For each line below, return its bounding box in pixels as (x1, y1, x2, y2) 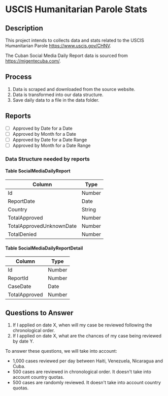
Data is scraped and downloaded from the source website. (12, 86, 136, 92)
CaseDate (8, 283, 31, 290)
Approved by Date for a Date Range (12, 136, 87, 143)
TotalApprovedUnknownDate (8, 223, 77, 229)
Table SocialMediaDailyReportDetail (5, 245, 83, 251)
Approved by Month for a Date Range (12, 142, 91, 148)
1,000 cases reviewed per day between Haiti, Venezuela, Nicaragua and (12, 358, 163, 364)
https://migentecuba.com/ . (5, 58, 61, 64)
